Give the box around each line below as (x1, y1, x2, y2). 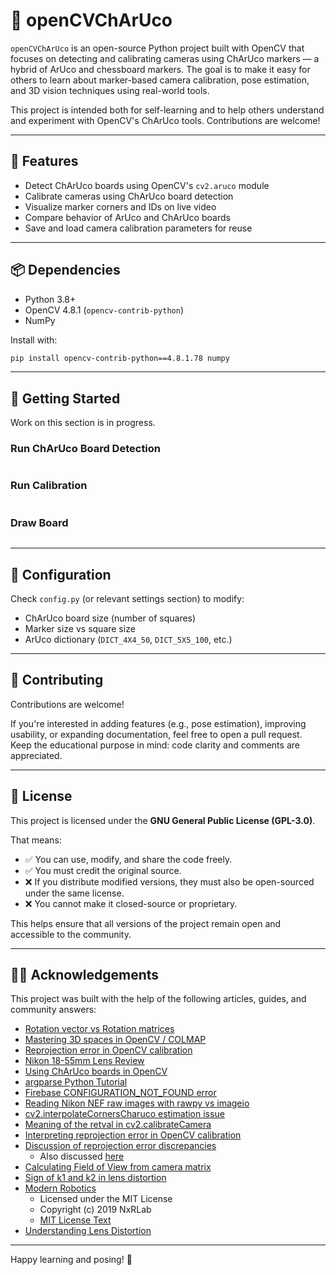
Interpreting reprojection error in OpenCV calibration (24, 1129, 242, 1141)
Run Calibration (10, 479, 88, 493)
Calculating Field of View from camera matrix (24, 1161, 212, 1173)
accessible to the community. (10, 928, 132, 940)
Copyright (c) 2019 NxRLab (39, 1204, 152, 1216)
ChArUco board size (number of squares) (24, 612, 197, 624)
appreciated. (10, 749, 63, 761)
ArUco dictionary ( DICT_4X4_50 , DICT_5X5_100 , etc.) (24, 633, 233, 645)
